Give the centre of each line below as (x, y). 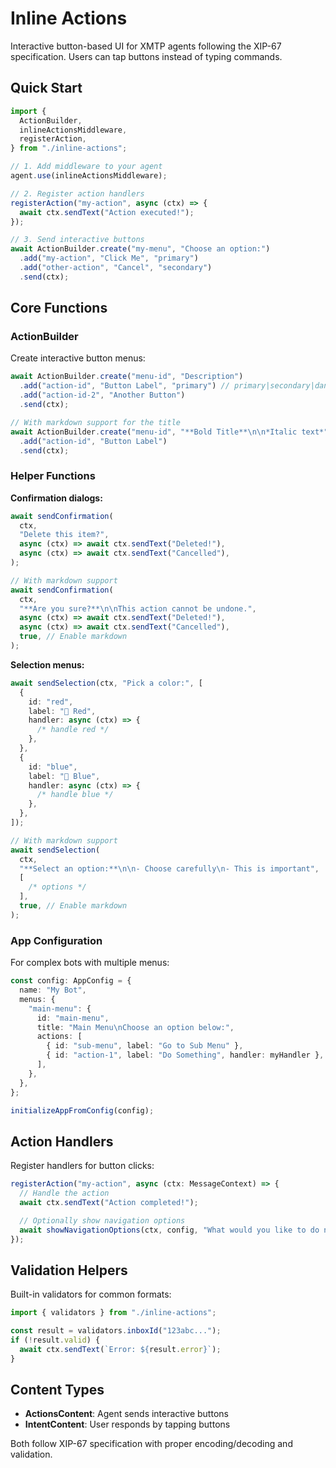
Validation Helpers (69, 1270)
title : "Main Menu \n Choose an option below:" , (135, 1027)
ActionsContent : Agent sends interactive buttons (126, 1414)
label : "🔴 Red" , (62, 711)
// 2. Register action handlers (77, 193)
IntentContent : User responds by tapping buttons (127, 1424)
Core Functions (59, 308)
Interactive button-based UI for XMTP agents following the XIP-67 (146, 46)
